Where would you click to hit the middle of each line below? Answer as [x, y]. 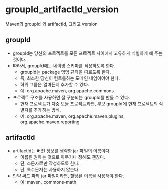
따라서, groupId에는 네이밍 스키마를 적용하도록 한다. [64, 65]
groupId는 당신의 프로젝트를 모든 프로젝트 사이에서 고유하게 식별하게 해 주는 [88, 53]
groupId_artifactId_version [62, 9]
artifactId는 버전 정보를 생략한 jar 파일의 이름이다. [62, 151]
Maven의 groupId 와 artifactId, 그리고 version [51, 24]
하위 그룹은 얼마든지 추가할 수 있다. [55, 84]
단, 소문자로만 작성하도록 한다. [50, 163]
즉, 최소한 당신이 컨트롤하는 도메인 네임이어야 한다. [70, 78]
